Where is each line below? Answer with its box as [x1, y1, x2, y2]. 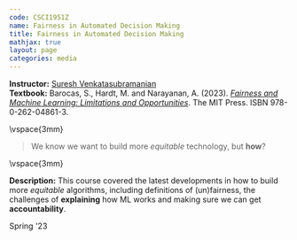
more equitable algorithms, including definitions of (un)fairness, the [9, 185, 255, 195]
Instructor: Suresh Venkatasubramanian [9, 79, 157, 89]
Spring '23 [9, 221, 48, 231]
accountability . [9, 204, 66, 213]
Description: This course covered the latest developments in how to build [9, 175, 278, 186]
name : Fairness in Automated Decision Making [9, 21, 180, 30]
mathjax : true [9, 37, 62, 47]
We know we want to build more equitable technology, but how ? [30, 141, 266, 151]
